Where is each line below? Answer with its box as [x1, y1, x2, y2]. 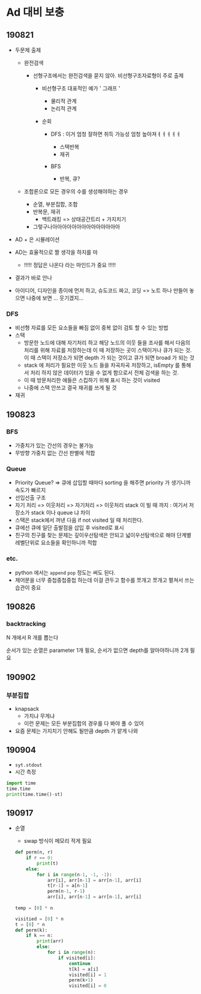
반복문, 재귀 [32, 208, 61, 215]
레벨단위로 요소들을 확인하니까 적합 [14, 539, 97, 546]
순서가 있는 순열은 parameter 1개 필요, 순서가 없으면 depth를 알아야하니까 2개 [6, 646, 189, 654]
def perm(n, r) [14, 849, 53, 855]
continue [68, 960, 91, 966]
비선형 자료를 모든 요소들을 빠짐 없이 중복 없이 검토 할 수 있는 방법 [14, 324, 169, 331]
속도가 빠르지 [14, 487, 46, 494]
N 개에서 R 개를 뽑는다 [6, 634, 59, 641]
